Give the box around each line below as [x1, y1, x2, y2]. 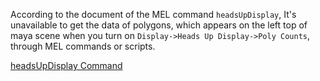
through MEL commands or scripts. [10, 40, 156, 52]
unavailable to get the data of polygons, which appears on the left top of [10, 19, 308, 31]
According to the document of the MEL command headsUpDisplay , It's [10, 9, 297, 20]
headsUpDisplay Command [10, 60, 123, 71]
